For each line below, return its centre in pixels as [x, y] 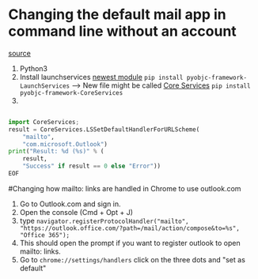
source [20, 53]
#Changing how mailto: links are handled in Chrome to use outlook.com [125, 188]
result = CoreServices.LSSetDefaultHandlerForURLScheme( [104, 129]
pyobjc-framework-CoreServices [71, 92]
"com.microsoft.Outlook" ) [65, 144]
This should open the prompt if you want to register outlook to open [130, 243]
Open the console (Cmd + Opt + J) [76, 212]
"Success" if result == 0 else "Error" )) [91, 166]
